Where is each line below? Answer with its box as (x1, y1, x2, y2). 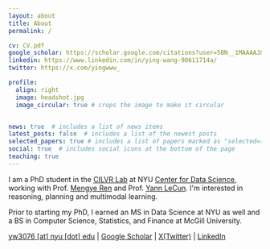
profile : (8, 78, 38, 86)
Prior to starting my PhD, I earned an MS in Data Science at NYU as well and (8, 207, 260, 217)
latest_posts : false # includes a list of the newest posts (8, 130, 218, 138)
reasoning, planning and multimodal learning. (8, 191, 158, 201)
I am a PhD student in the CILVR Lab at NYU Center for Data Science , (8, 174, 237, 184)
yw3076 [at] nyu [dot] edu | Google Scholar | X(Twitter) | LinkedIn (8, 231, 227, 241)
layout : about (8, 11, 56, 20)
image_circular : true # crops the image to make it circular (15, 101, 225, 109)
